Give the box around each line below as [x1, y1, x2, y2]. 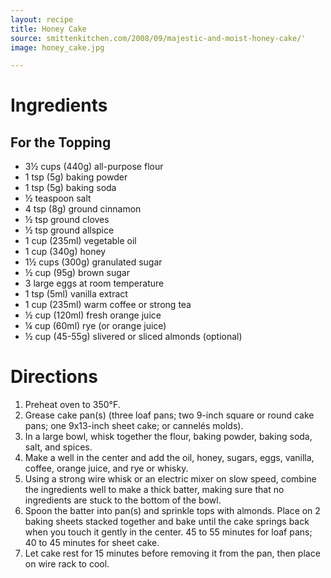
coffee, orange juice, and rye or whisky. [24, 462, 189, 475]
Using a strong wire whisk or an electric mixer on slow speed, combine [24, 473, 317, 485]
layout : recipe [10, 14, 74, 25]
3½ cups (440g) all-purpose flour [24, 161, 164, 173]
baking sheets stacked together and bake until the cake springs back [24, 516, 310, 528]
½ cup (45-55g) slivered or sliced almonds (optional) [24, 331, 243, 343]
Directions [10, 366, 98, 388]
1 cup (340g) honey [24, 246, 107, 258]
